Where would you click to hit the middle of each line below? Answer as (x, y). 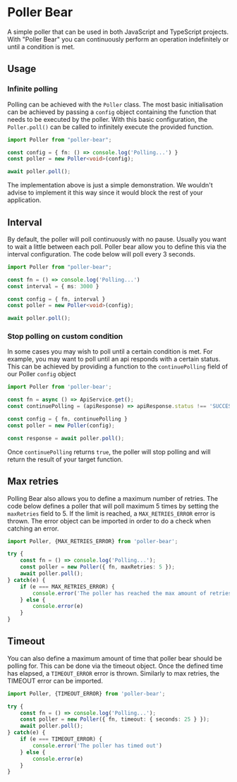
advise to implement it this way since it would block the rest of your (105, 193)
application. (24, 200)
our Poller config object (42, 374)
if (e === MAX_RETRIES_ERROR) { (67, 586)
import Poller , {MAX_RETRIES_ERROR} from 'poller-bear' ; (93, 541)
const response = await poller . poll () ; (66, 438)
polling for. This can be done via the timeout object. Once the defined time (115, 666)
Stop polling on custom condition (65, 337)
